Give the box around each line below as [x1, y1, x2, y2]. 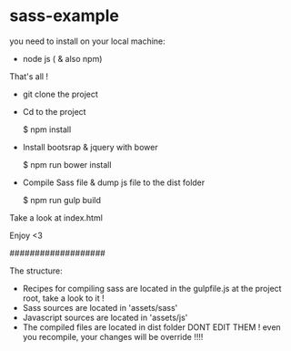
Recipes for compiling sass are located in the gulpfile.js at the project [22, 283, 282, 294]
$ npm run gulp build [22, 194, 102, 205]
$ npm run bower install [22, 159, 112, 170]
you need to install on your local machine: [9, 36, 166, 46]
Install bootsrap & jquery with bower [22, 141, 158, 152]
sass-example [9, 5, 120, 26]
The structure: [9, 265, 64, 276]
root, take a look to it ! [22, 293, 105, 304]
